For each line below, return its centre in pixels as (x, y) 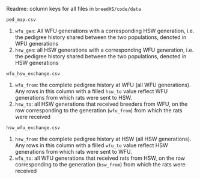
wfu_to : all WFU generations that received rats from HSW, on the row (100, 158)
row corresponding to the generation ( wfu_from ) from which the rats (98, 110)
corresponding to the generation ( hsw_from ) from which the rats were (100, 164)
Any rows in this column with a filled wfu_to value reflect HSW (91, 145)
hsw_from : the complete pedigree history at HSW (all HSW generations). (103, 139)
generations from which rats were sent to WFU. (73, 152)
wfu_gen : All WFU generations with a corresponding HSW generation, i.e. (105, 31)
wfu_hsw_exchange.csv (33, 74)
